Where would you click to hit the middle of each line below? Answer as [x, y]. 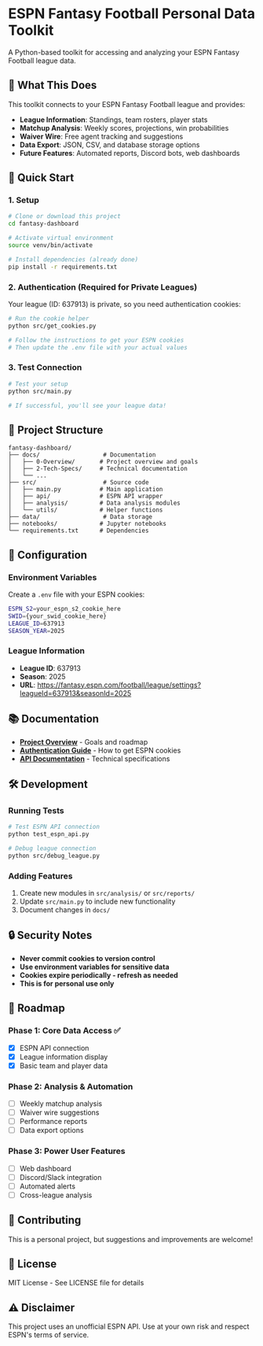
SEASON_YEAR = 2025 [37, 630]
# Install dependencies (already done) [73, 259]
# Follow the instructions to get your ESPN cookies [96, 340]
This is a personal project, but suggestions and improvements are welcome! [131, 1239]
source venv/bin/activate [50, 246]
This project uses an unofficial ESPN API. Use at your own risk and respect [129, 1326]
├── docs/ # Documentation [82, 455]
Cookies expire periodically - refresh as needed [99, 975]
